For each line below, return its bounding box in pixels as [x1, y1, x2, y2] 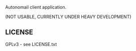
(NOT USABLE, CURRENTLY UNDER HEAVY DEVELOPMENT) [5, 14, 131, 19]
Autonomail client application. [5, 4, 67, 10]
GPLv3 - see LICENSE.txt [5, 41, 57, 47]
